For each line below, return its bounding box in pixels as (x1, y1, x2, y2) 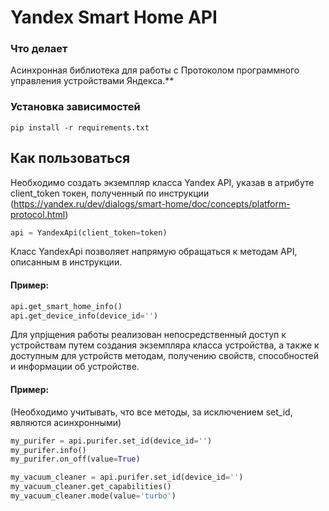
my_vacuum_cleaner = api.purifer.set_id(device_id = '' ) (10, 472, 244, 483)
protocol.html (10, 208, 66, 220)
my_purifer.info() (10, 445, 87, 455)
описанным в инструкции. (10, 256, 123, 268)
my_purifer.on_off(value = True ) (10, 454, 141, 465)
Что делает (10, 42, 68, 56)
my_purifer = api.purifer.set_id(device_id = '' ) (10, 436, 213, 446)
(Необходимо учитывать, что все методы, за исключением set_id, (10, 406, 293, 418)
